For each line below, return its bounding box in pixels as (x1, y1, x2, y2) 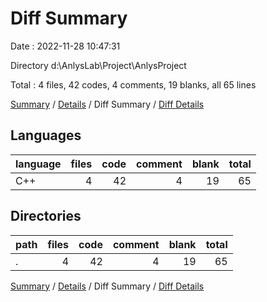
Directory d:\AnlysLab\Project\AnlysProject (10, 59, 187, 71)
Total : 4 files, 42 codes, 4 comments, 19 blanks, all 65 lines (10, 78, 257, 91)
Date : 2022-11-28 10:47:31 (10, 40, 121, 52)
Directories (10, 208, 82, 225)
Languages (10, 127, 82, 144)
